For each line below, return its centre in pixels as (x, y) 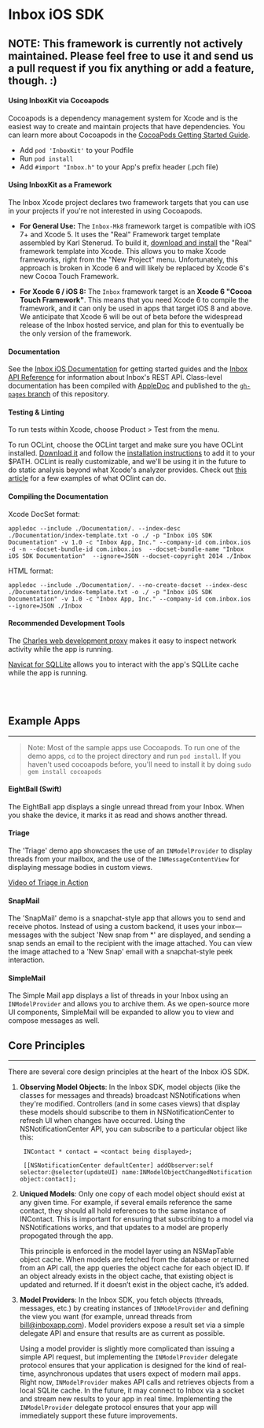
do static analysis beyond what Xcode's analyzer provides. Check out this (128, 470)
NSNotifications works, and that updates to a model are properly (124, 1228)
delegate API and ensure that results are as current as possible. (122, 1333)
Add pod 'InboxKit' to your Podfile (76, 150)
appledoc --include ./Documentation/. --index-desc (94, 528)
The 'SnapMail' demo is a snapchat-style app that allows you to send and (127, 918)
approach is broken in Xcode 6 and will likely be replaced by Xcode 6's (134, 268)
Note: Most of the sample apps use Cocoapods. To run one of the (134, 747)
